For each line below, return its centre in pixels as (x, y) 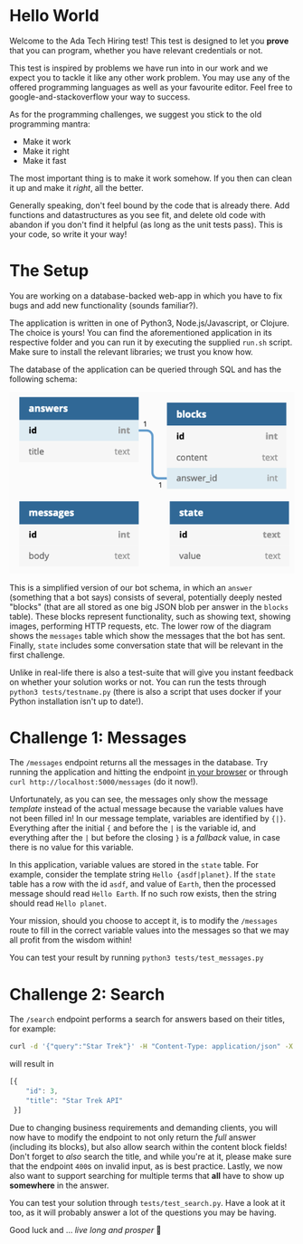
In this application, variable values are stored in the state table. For (134, 865)
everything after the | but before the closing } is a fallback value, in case (145, 838)
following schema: (43, 379)
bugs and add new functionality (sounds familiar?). (104, 305)
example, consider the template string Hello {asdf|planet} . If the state (142, 875)
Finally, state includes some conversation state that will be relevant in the (146, 645)
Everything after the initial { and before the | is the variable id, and (133, 828)
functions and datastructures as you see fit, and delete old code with (137, 214)
